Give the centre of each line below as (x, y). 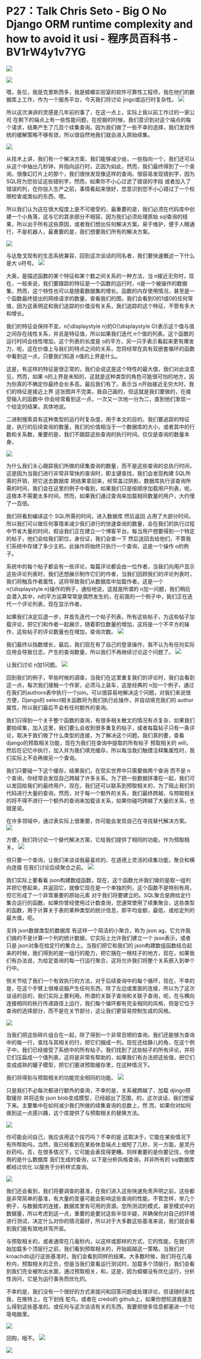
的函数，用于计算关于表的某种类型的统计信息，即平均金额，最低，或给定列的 (100, 910)
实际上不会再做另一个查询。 (45, 758)
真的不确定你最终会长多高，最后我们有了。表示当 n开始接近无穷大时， (103, 384)
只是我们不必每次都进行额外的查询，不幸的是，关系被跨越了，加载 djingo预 (98, 1090)
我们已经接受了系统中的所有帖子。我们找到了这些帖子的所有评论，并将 (108, 1050)
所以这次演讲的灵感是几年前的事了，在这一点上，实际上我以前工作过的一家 (98, 112)
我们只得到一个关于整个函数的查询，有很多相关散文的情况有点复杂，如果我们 (100, 720)
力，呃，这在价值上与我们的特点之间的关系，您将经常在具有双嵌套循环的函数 (100, 348)
